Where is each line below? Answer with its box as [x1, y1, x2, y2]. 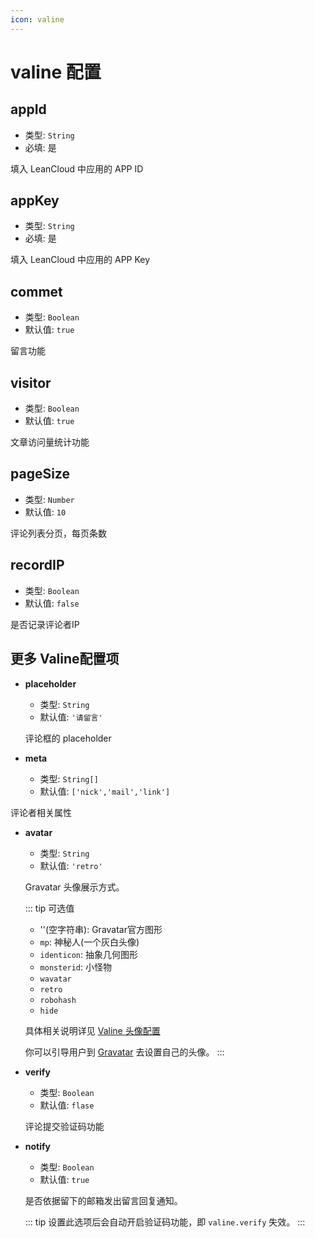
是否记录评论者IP [10, 618, 80, 630]
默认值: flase [39, 1099, 95, 1111]
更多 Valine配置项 [10, 651, 120, 668]
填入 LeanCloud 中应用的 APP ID [10, 162, 144, 175]
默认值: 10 [24, 506, 67, 518]
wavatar [39, 974, 72, 984]
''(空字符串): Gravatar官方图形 [39, 923, 163, 935]
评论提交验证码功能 [24, 1120, 105, 1132]
